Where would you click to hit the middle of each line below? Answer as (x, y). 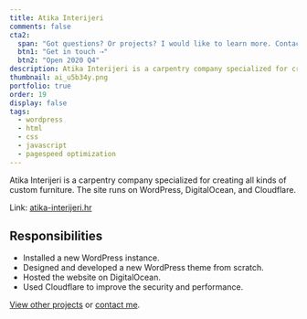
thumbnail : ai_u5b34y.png (58, 78)
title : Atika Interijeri (57, 18)
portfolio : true (40, 86)
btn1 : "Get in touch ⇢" (63, 52)
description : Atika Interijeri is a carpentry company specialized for (148, 69)
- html (30, 129)
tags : (20, 112)
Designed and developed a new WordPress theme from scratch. (143, 268)
